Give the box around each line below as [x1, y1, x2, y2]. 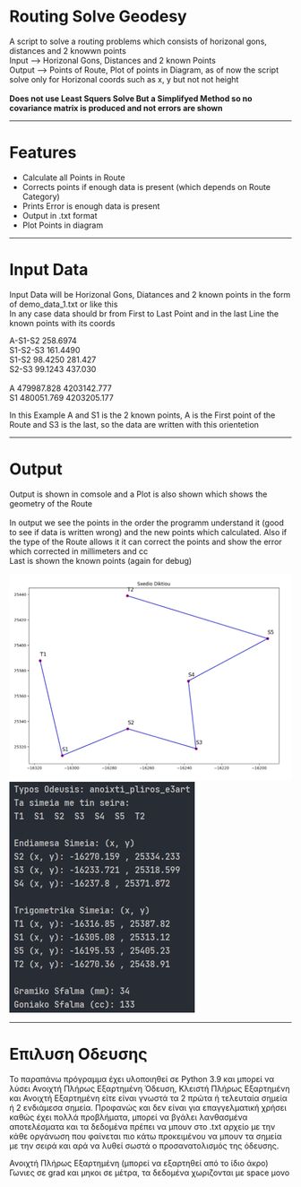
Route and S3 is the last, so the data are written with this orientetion [9, 419, 260, 429]
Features [9, 143, 77, 163]
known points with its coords [9, 317, 116, 328]
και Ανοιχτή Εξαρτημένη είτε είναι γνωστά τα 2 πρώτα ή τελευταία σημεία [9, 1093, 288, 1104]
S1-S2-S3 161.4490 [9, 344, 81, 355]
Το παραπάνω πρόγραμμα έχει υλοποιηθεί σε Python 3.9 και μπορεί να [9, 1074, 275, 1085]
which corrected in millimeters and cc [9, 545, 149, 557]
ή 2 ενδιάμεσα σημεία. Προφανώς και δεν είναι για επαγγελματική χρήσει [9, 1103, 287, 1113]
